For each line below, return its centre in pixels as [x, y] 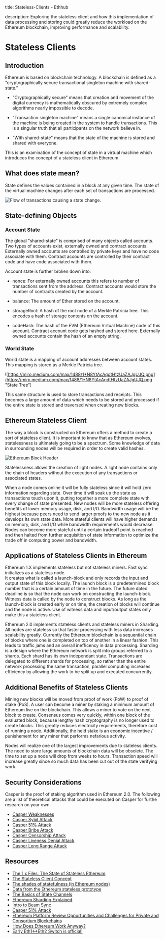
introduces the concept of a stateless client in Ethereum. [62, 158]
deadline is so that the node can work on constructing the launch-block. [78, 594]
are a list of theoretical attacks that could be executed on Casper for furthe [81, 799]
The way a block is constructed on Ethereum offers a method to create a [79, 432]
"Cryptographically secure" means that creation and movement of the [83, 98]
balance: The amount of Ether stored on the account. [66, 301]
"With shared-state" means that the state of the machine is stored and [83, 138]
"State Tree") [18, 385]
